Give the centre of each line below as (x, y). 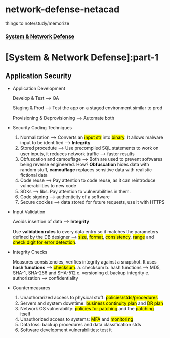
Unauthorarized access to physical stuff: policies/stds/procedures (89, 297)
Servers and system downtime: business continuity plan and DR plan (92, 303)
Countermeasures (31, 288)
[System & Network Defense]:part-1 (82, 58)
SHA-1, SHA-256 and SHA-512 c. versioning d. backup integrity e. (81, 273)
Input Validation (29, 212)
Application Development (39, 88)
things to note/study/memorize (37, 23)
